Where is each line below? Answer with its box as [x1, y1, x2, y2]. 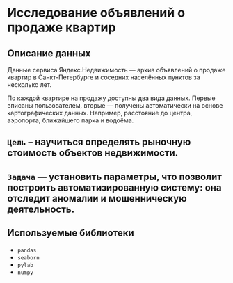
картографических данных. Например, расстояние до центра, [7, 109, 193, 117]
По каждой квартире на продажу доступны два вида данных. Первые [7, 94, 216, 102]
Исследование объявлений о [7, 5, 186, 21]
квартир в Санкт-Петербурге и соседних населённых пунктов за [7, 73, 200, 81]
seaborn [17, 254, 40, 261]
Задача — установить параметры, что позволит [7, 170, 223, 182]
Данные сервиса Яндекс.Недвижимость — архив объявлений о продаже [7, 66, 226, 74]
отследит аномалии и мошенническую [7, 193, 187, 204]
